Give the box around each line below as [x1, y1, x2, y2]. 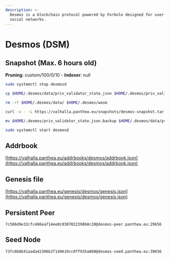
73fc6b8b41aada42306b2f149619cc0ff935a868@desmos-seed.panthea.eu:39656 [5, 249, 162, 254]
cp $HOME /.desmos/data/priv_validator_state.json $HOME [5, 91, 125, 96]
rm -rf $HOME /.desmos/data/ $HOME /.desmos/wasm [5, 100, 108, 105]
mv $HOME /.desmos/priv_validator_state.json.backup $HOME [5, 118, 130, 123]
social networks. [10, 17, 47, 22]
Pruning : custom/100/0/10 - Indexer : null [5, 72, 91, 78]
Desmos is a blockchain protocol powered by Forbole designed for [10, 12, 153, 17]
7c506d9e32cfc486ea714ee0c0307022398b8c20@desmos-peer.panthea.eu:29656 [5, 222, 162, 227]
